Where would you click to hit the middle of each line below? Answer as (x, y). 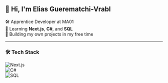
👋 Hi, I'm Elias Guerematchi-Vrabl (58, 9)
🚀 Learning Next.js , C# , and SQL (39, 28)
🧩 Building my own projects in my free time (49, 34)
